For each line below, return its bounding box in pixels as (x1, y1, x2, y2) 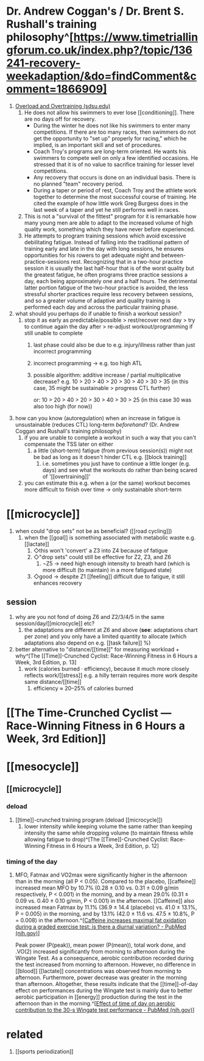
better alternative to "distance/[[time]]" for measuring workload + (15, 645, 180, 653)
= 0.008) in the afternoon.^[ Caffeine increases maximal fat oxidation (15, 917, 187, 924)
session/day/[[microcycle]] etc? (15, 620, 95, 627)
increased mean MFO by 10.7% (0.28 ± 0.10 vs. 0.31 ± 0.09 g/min (15, 884, 179, 892)
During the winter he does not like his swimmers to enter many (33, 121, 191, 129)
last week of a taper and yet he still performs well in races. (33, 206, 180, 213)
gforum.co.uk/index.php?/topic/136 (6, 43, 193, 57)
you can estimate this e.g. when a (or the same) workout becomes (24, 479, 191, 487)
